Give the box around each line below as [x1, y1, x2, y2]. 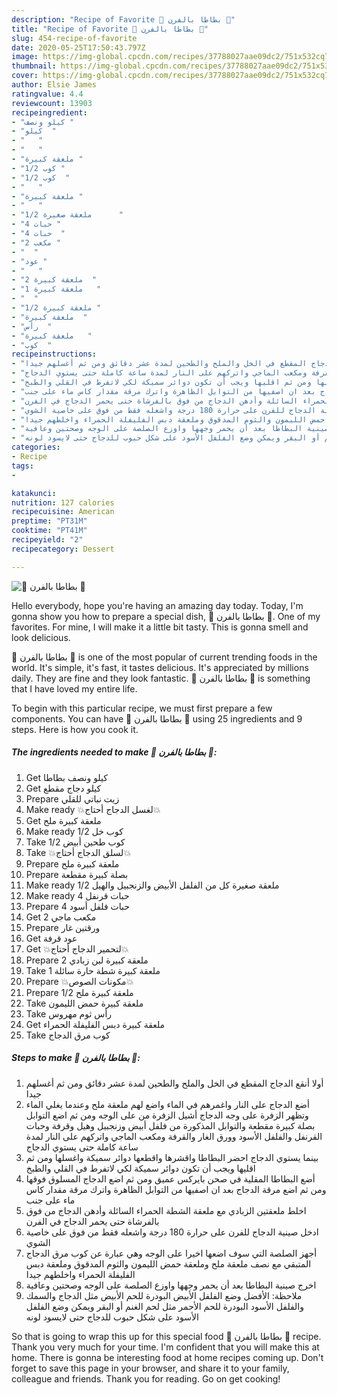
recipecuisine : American [11, 507, 115, 517]
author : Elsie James [11, 80, 98, 90]
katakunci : [11, 488, 57, 498]
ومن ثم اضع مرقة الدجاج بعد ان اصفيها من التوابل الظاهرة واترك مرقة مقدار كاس [25, 1183, 327, 1195]
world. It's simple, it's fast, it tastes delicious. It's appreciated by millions [11, 661, 309, 673]
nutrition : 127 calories [11, 497, 115, 508]
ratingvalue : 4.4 [11, 89, 84, 99]
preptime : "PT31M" [11, 516, 88, 526]
